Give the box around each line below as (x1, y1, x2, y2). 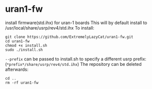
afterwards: (5, 66, 29, 72)
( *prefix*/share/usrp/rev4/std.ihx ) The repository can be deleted (5, 61, 142, 67)
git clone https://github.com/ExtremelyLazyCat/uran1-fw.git (5, 34, 134, 39)
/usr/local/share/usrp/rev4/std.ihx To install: (5, 25, 95, 30)
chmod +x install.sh (5, 43, 48, 48)
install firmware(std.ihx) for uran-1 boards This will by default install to (5, 20, 147, 26)
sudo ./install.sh (5, 47, 43, 52)
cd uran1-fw (5, 38, 30, 44)
